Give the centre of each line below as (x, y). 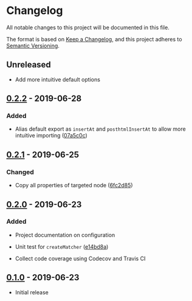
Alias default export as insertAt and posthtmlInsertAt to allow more (101, 129)
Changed (20, 172)
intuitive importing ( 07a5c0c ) (51, 136)
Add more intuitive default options (57, 79)
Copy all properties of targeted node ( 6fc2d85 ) (74, 185)
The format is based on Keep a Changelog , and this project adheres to (94, 39)
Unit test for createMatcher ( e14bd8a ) (62, 246)
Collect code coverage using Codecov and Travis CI (80, 258)
